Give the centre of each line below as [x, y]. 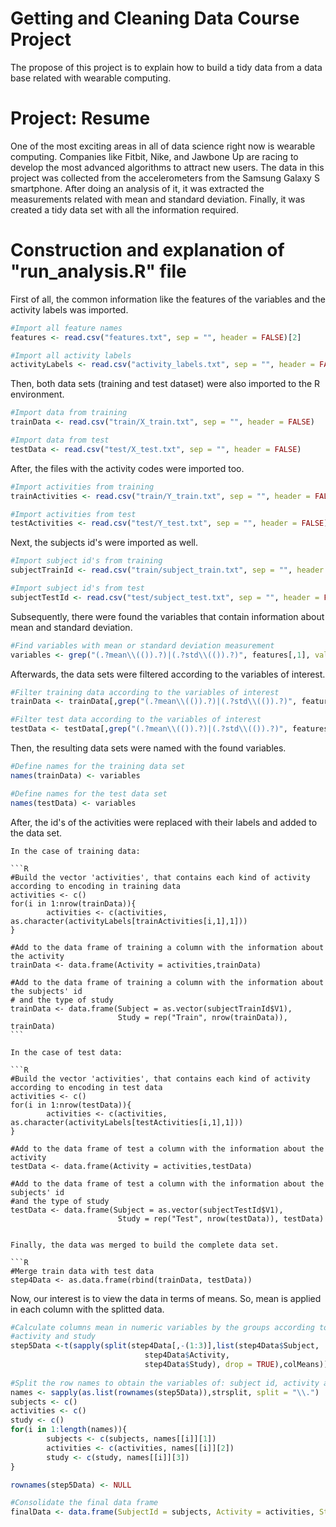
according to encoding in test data [86, 1087]
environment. [37, 394]
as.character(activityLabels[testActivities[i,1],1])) [127, 1122]
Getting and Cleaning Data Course [155, 18]
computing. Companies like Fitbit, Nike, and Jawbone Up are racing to [154, 156]
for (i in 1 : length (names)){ [69, 1430]
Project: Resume [80, 118]
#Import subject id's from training [86, 561]
